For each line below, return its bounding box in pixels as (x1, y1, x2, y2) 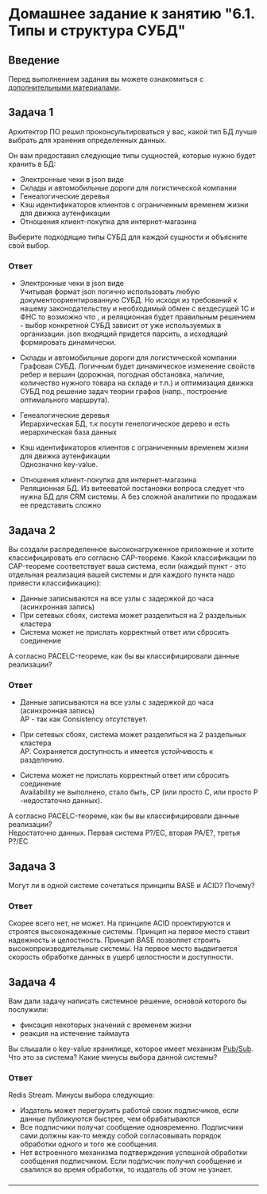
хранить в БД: (8, 159, 56, 168)
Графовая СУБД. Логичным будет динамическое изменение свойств (19, 361, 256, 371)
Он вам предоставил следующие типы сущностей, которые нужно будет (8, 150, 256, 160)
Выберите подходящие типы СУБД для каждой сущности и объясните (8, 232, 248, 242)
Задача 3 (8, 860, 56, 873)
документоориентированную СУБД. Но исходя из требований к (19, 296, 238, 305)
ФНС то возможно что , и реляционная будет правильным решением (19, 312, 256, 322)
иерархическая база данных (19, 427, 118, 437)
